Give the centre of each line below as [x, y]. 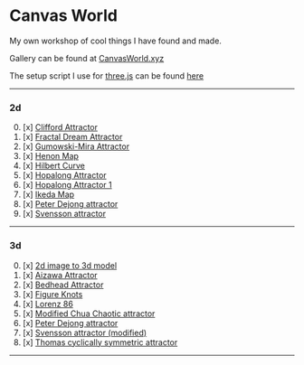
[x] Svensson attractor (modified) [85, 332]
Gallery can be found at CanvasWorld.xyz [87, 58]
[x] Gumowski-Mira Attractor [76, 146]
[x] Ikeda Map [48, 194]
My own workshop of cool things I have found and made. [115, 41]
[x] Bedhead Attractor [63, 285]
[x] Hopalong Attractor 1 [67, 185]
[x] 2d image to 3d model [70, 265]
